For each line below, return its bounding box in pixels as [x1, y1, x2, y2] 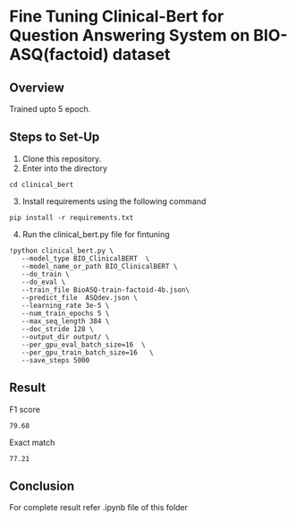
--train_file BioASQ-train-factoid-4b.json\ [21, 285, 190, 295]
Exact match [9, 437, 55, 448]
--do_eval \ [21, 278, 66, 286]
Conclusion [9, 479, 75, 494]
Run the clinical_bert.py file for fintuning [21, 228, 170, 239]
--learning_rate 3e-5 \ [21, 301, 110, 310]
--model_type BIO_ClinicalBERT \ [21, 253, 150, 263]
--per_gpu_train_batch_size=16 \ [21, 347, 154, 357]
